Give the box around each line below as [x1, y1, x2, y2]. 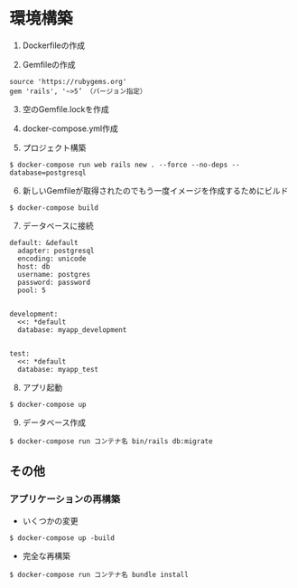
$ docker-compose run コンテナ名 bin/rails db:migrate [9, 436, 214, 446]
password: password [17, 278, 91, 287]
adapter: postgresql [17, 246, 95, 255]
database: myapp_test [17, 365, 99, 374]
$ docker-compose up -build [9, 533, 116, 543]
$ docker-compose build [9, 203, 99, 213]
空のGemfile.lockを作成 [22, 103, 110, 114]
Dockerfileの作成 [22, 40, 86, 51]
